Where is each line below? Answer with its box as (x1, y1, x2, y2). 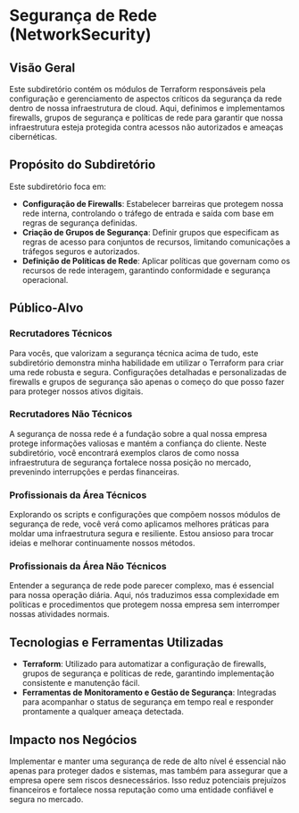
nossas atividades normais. (9, 609, 110, 620)
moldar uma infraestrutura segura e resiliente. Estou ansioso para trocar (9, 528, 274, 539)
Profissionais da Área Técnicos (9, 489, 147, 501)
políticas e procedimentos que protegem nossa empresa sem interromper (9, 599, 280, 610)
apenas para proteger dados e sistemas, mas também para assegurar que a (9, 766, 288, 776)
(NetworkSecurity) (9, 24, 152, 45)
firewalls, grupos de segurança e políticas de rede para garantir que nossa (9, 113, 284, 123)
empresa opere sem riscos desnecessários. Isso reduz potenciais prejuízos (9, 775, 287, 786)
